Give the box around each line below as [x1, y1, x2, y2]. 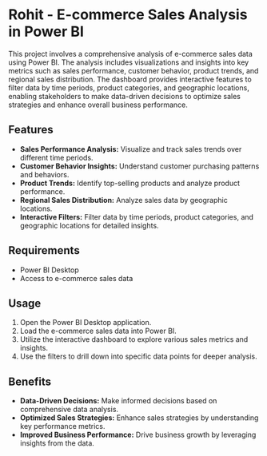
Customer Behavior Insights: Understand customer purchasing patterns [19, 161, 260, 171]
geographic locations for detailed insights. [19, 220, 159, 230]
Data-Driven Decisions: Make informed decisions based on [19, 396, 217, 406]
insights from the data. [19, 438, 94, 448]
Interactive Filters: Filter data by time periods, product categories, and [19, 212, 254, 221]
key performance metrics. [19, 422, 106, 431]
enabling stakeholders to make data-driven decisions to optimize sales [8, 91, 241, 101]
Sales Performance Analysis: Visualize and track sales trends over [19, 144, 242, 153]
